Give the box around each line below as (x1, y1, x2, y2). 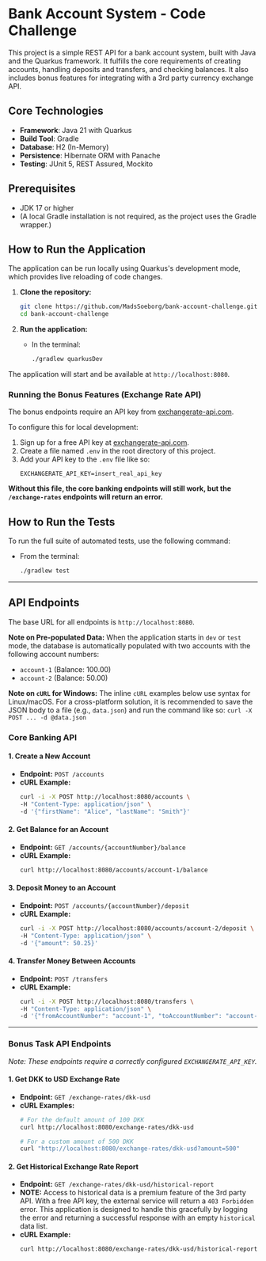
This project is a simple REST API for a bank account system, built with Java (8, 47, 256, 57)
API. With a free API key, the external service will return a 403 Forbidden (19, 1196, 255, 1206)
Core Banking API (8, 731, 78, 743)
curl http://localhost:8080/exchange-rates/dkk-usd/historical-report (19, 1245, 258, 1253)
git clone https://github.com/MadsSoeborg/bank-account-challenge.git (19, 302, 258, 311)
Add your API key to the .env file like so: (19, 454, 150, 464)
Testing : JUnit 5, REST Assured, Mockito (19, 159, 153, 169)
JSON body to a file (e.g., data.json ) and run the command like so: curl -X (8, 705, 253, 715)
